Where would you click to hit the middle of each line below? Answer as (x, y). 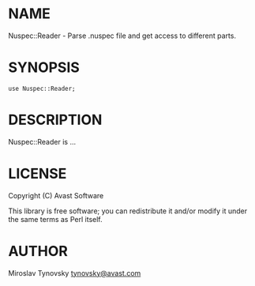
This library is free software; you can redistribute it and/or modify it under (128, 211)
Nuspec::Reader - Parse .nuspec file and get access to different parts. (122, 36)
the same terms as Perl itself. (55, 219)
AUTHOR (38, 251)
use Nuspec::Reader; (42, 88)
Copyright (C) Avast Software (56, 195)
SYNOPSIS (44, 68)
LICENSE (37, 174)
